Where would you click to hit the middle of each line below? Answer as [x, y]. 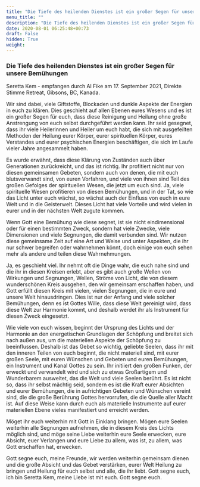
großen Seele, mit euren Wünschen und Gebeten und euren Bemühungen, [97, 359]
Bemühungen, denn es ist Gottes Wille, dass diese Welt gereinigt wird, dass [99, 303]
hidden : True [22, 39]
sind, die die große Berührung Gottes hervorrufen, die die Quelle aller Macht [99, 398]
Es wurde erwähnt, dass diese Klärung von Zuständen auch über [85, 160]
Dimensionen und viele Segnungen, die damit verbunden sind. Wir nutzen [96, 235]
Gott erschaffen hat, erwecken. [44, 447]
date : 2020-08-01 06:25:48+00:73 [48, 28]
